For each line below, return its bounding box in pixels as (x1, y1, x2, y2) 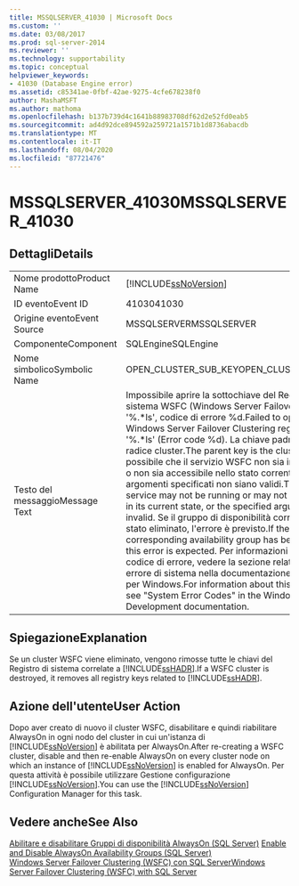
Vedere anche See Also (9, 814, 139, 829)
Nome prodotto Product (13, 272, 110, 284)
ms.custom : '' (9, 21, 62, 30)
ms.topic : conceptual (9, 63, 90, 72)
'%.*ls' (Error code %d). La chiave (125, 433, 270, 445)
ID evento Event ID (13, 297, 89, 310)
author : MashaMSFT (9, 95, 77, 105)
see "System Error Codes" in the (125, 589, 262, 601)
